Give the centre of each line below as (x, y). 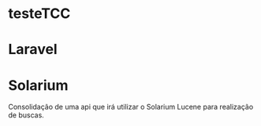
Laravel (33, 50)
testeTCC (39, 14)
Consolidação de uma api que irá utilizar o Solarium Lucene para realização (131, 107)
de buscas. (26, 115)
